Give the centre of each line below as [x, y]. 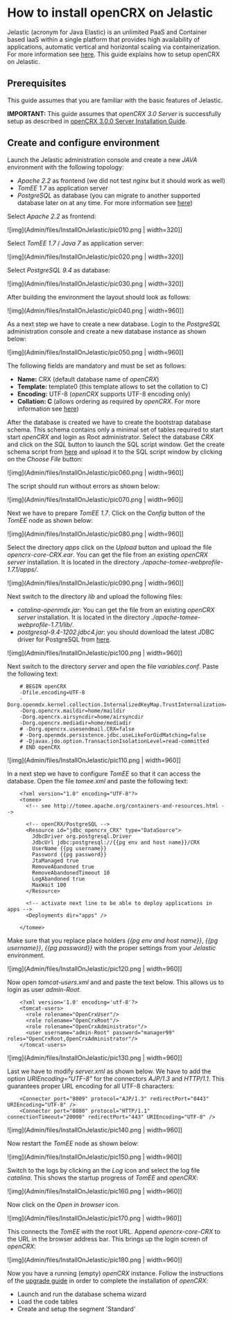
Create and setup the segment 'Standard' [76, 1309]
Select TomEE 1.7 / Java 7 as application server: [76, 243]
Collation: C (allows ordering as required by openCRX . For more [109, 401]
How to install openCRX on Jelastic [110, 13]
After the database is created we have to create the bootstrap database [109, 422]
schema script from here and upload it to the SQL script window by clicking [115, 451]
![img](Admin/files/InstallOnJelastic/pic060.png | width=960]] [95, 472]
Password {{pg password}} [70, 854]
